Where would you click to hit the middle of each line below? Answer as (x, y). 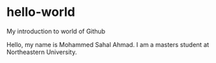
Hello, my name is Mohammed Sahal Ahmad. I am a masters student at (108, 44)
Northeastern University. (42, 52)
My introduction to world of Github (56, 31)
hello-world (41, 12)
